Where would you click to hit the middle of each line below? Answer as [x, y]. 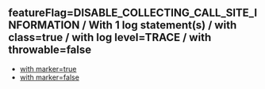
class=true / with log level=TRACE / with [110, 37]
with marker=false [49, 77]
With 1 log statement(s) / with [163, 26]
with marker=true [48, 69]
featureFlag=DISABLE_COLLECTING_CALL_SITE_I [133, 13]
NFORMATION [44, 26]
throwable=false [50, 50]
